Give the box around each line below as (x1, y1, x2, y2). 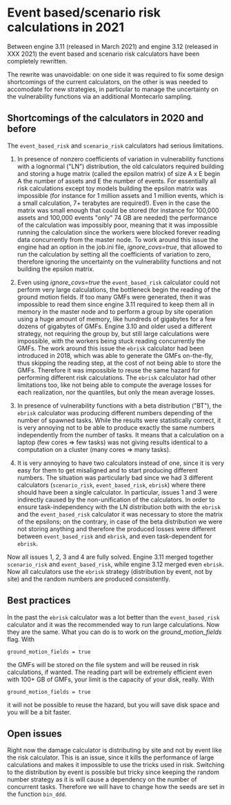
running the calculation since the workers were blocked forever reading (17, 228, 221, 236)
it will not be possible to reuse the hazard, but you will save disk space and (7, 700, 220, 708)
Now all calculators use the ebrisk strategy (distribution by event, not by (7, 567, 212, 575)
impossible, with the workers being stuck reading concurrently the (17, 337, 206, 345)
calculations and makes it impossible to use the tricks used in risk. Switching (7, 761, 225, 769)
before (7, 123, 37, 135)
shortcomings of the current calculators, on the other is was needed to (7, 77, 208, 86)
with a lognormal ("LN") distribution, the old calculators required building (17, 162, 224, 170)
